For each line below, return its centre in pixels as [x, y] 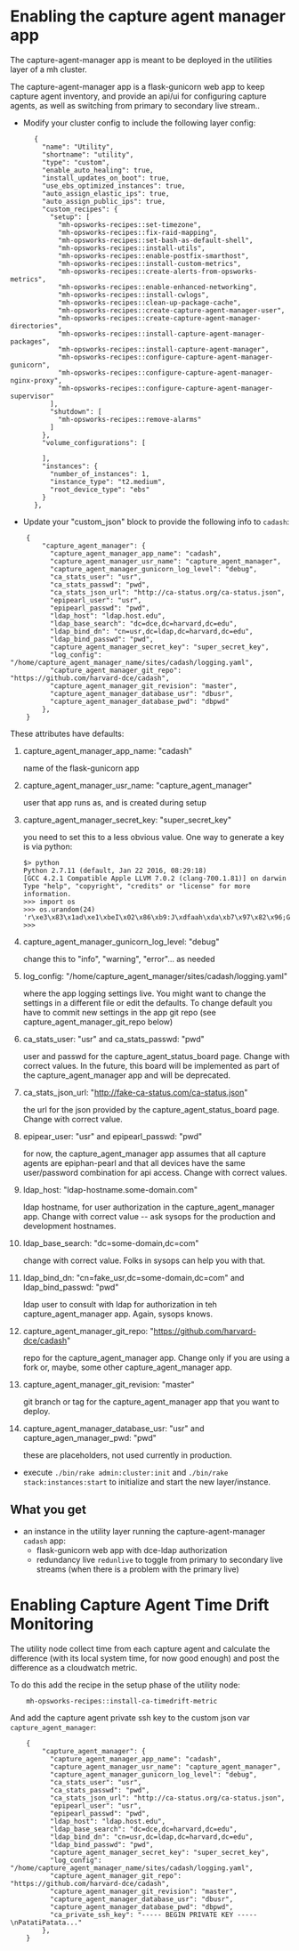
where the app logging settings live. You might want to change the [144, 993]
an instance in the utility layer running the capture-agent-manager [144, 1531]
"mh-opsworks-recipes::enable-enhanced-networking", [157, 287]
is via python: [48, 846]
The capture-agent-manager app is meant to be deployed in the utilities [141, 60]
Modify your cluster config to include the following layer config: [139, 123]
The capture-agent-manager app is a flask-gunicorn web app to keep [137, 86]
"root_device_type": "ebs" [100, 490]
